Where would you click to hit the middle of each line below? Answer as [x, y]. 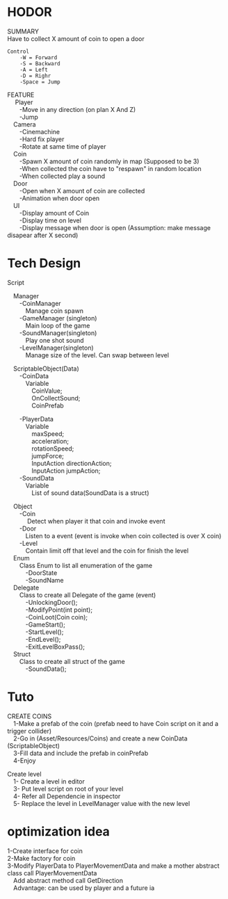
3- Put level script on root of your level [68, 788]
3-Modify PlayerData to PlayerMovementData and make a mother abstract [113, 866]
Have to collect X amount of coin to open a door [76, 38]
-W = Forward [39, 57]
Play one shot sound [55, 340]
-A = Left [34, 70]
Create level [24, 774]
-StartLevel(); [44, 632]
